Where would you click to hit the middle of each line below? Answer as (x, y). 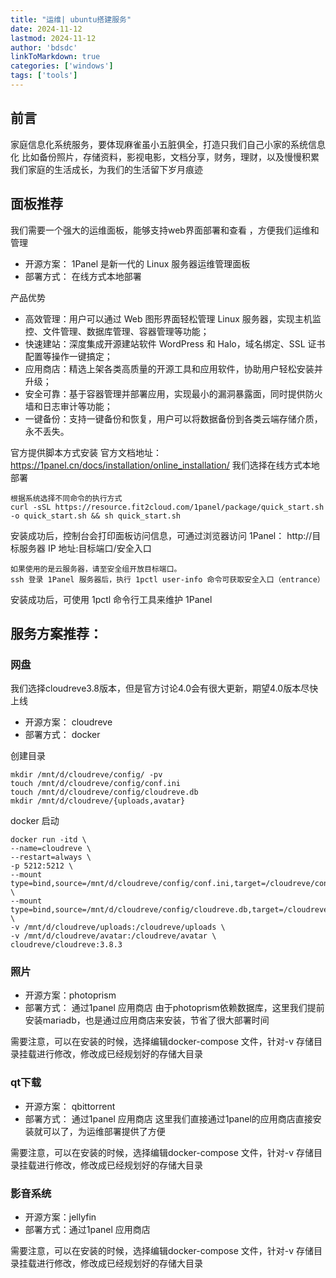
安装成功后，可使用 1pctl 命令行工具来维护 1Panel (111, 599)
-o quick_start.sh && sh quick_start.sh (96, 516)
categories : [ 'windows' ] (62, 66)
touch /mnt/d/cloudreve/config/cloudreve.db (104, 792)
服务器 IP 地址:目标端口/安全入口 (85, 548)
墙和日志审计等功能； (68, 406)
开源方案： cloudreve (68, 722)
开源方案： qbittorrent (70, 1106)
